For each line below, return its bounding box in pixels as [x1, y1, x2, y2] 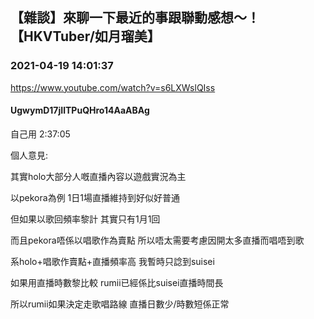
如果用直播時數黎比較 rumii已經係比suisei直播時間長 [10, 276, 224, 288]
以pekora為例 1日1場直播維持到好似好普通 [10, 191, 180, 203]
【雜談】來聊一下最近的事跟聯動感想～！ [10, 9, 260, 27]
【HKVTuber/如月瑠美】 [10, 28, 161, 45]
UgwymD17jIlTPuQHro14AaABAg [10, 104, 150, 117]
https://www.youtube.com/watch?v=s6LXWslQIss [10, 81, 216, 93]
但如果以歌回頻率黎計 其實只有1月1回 [10, 213, 161, 225]
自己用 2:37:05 [10, 128, 71, 140]
